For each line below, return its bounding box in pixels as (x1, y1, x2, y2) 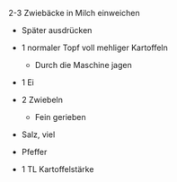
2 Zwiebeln (21, 94, 64, 105)
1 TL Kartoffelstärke (21, 164, 94, 174)
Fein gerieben (34, 112, 86, 122)
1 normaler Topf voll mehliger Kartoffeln (21, 42, 168, 53)
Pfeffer (21, 147, 48, 157)
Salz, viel (21, 129, 56, 140)
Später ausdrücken (21, 25, 93, 35)
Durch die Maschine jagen (34, 60, 132, 70)
